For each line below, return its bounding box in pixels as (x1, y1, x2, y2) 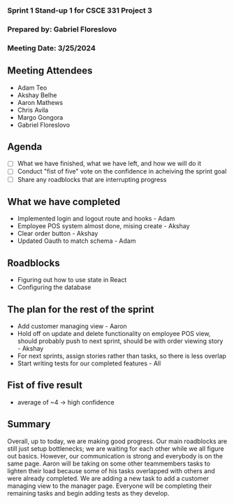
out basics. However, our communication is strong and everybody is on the (7, 451, 224, 460)
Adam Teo (17, 83, 47, 92)
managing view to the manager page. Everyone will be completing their (7, 482, 212, 490)
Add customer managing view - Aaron (17, 322, 127, 330)
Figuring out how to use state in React (17, 276, 127, 284)
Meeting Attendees (7, 65, 93, 77)
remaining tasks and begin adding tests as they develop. (7, 489, 170, 497)
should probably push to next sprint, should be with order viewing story (17, 337, 224, 345)
